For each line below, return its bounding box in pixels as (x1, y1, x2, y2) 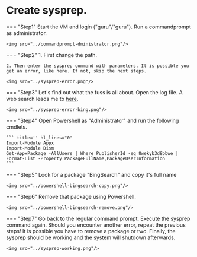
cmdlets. (6, 123, 28, 131)
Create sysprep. (6, 4, 88, 17)
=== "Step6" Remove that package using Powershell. (6, 193, 136, 200)
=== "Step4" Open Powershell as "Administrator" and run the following (6, 117, 179, 124)
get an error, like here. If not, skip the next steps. (6, 68, 147, 74)
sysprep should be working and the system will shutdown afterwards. (6, 234, 176, 241)
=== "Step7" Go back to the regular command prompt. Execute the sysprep (6, 215, 190, 222)
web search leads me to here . (6, 95, 79, 102)
